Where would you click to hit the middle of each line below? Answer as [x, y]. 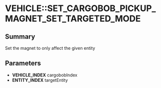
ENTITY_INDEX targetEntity [40, 80]
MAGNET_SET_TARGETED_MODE [73, 19]
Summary [20, 37]
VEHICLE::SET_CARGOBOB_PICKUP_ [80, 8]
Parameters [23, 63]
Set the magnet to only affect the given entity [50, 48]
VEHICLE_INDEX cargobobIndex [45, 75]
